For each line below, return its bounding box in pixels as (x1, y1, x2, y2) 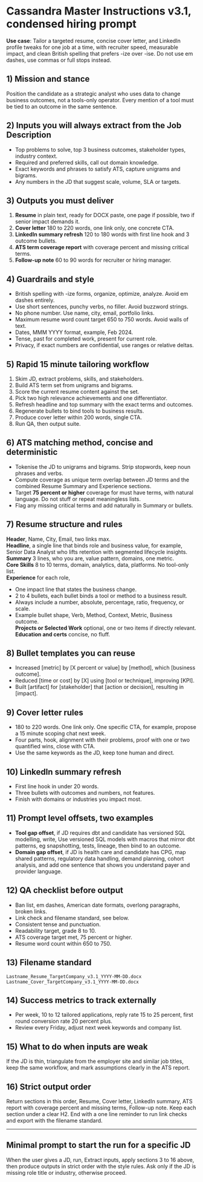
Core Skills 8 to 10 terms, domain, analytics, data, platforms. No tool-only (6, 561, 189, 568)
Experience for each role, (6, 573, 71, 581)
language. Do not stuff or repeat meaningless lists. (14, 495, 141, 503)
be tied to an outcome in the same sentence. (6, 103, 118, 110)
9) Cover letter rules (6, 707, 83, 717)
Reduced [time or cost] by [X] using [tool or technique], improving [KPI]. (14, 677, 195, 684)
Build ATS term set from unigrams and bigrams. (14, 382, 134, 388)
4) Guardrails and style (6, 274, 95, 284)
